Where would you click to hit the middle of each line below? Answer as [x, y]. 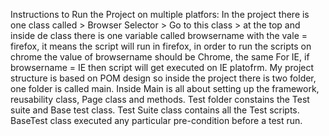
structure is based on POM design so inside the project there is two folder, [163, 78]
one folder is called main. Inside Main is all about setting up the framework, [165, 88]
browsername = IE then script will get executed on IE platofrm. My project [162, 67]
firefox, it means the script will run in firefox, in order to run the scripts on [161, 46]
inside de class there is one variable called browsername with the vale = [159, 35]
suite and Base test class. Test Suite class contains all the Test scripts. [155, 110]
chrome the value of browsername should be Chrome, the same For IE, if [160, 57]
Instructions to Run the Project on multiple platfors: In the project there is [160, 14]
